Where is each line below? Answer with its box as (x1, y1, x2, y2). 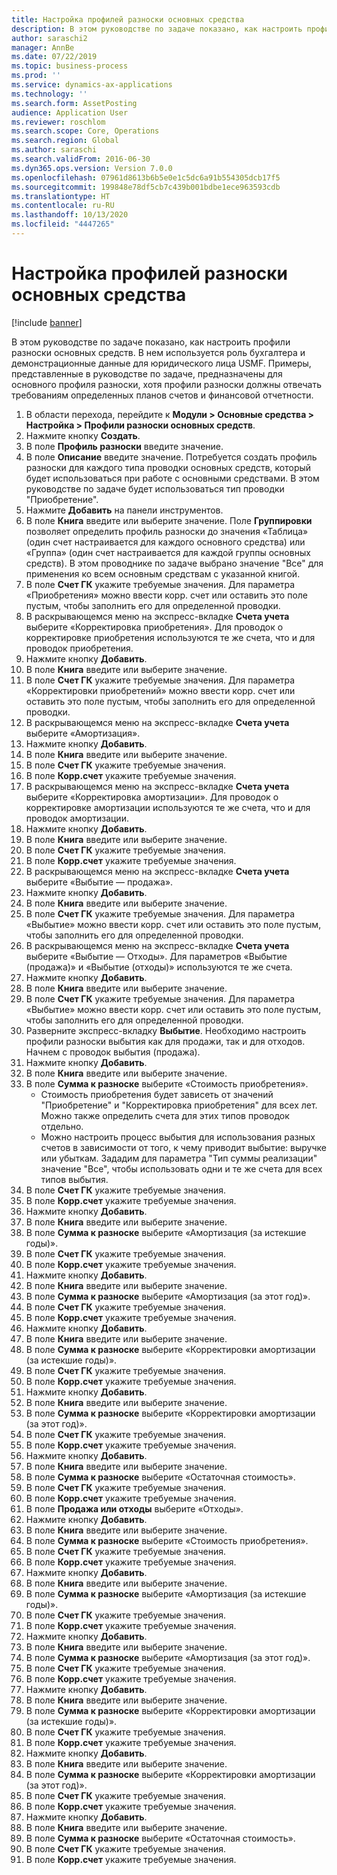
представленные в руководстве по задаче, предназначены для (11, 367, 283, 380)
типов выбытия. (40, 1173, 109, 1185)
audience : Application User (11, 107, 129, 118)
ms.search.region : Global (11, 136, 119, 146)
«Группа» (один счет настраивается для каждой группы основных (25, 546, 311, 558)
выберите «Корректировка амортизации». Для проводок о (25, 791, 279, 803)
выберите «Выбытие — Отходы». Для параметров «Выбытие (25, 950, 288, 962)
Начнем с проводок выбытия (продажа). (25, 1046, 201, 1058)
